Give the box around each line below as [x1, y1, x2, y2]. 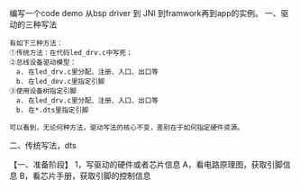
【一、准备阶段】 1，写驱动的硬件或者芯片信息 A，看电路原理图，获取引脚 [9, 159, 284, 169]
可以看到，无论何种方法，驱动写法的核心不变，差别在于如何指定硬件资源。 [9, 123, 245, 132]
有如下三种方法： [9, 39, 64, 48]
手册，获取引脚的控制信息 [56, 170, 151, 181]
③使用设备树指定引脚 [9, 86, 77, 95]
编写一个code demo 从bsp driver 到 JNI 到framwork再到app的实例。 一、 [9, 8, 281, 18]
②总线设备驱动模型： [9, 58, 77, 67]
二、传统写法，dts [9, 140, 77, 150]
